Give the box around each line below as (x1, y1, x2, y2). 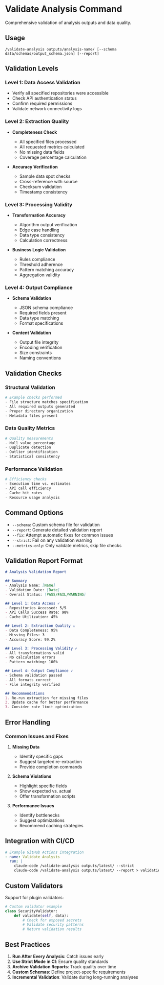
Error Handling (5, 718, 50, 726)
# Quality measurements (5, 436, 54, 441)
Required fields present (19, 310, 67, 316)
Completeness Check (12, 129, 57, 135)
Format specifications (19, 320, 63, 326)
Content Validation (12, 330, 51, 336)
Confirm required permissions (12, 100, 73, 106)
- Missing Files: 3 (5, 632, 45, 637)
